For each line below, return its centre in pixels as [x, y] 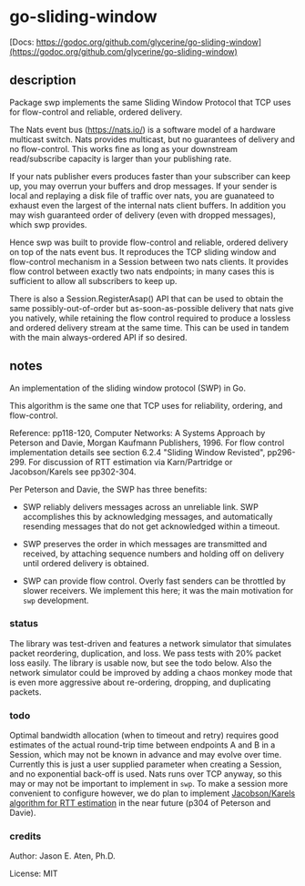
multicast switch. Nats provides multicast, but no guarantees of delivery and [152, 139]
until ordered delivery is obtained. [86, 563]
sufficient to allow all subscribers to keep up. [93, 280]
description [43, 81]
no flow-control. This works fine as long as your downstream [124, 148]
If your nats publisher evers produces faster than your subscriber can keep [150, 176]
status [24, 624]
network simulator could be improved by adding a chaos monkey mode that [151, 672]
